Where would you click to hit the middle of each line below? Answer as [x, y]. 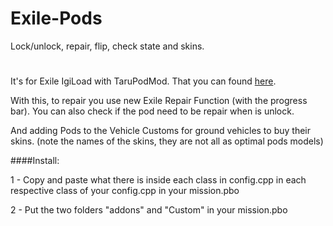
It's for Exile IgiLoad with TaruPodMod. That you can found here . [143, 81]
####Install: [35, 161]
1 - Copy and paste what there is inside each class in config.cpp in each [158, 180]
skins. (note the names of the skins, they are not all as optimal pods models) [167, 141]
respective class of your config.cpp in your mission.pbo [125, 191]
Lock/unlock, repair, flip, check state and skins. [107, 46]
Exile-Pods [56, 18]
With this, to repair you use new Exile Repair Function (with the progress [159, 101]
